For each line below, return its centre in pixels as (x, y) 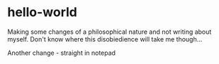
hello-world (43, 12)
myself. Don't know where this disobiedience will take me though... (105, 39)
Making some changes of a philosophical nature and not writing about (109, 32)
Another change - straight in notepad (61, 53)
